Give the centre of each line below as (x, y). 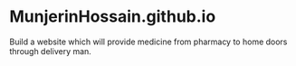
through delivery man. (51, 51)
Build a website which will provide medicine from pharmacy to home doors (148, 42)
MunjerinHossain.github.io (113, 17)
